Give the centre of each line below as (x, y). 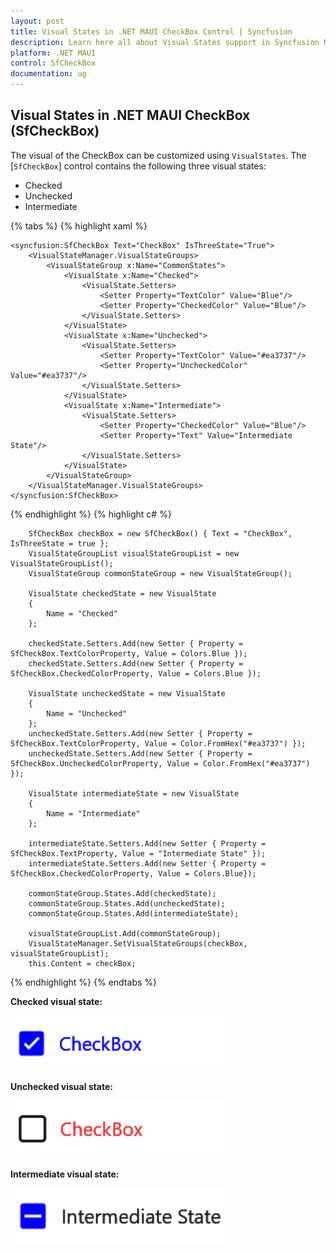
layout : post (37, 21)
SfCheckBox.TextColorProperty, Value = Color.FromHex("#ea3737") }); (158, 743)
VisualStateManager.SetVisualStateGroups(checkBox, (138, 943)
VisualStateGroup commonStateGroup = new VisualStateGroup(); (160, 573)
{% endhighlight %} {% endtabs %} (83, 982)
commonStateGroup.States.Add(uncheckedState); (127, 903)
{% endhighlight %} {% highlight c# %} (91, 514)
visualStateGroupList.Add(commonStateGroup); (125, 933)
